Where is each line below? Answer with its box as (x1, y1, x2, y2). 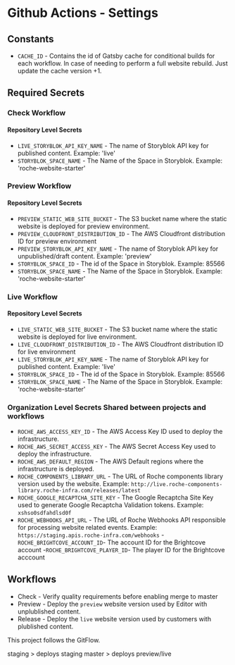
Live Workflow (7, 292, 58, 302)
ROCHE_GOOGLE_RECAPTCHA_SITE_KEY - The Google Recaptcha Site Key (17, 493, 214, 502)
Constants (7, 33, 54, 45)
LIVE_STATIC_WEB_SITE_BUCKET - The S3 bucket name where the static (17, 325, 218, 333)
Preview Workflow (7, 181, 72, 191)
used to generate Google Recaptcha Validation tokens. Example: (17, 501, 204, 509)
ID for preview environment (17, 237, 97, 245)
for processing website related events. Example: (17, 523, 158, 532)
